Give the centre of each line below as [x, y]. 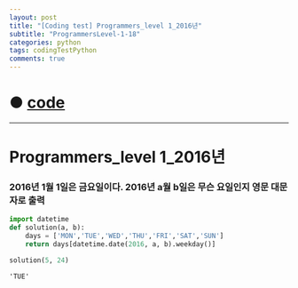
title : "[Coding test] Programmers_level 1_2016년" [106, 26]
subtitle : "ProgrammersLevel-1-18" [75, 34]
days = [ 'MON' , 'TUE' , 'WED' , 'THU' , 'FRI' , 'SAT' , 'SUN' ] [125, 236]
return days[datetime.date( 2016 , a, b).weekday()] [121, 244]
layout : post [33, 17]
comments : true [37, 59]
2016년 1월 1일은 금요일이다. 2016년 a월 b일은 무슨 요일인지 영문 [139, 188]
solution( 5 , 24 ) [39, 260]
